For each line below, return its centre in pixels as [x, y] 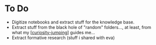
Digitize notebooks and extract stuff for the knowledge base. [73, 22]
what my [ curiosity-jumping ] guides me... [53, 32]
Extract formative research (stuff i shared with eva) [63, 38]
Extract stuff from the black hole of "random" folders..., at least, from [81, 27]
